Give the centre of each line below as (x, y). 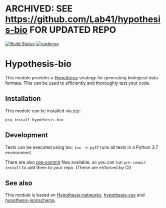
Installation (23, 99)
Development (27, 135)
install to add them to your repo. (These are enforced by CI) (68, 167)
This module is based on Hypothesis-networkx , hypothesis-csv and (75, 195)
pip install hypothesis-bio (34, 120)
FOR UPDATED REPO (73, 30)
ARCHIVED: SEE (39, 9)
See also (19, 183)
